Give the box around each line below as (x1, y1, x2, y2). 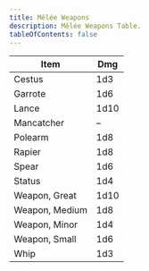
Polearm (13, 131, 49, 144)
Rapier (13, 146, 42, 158)
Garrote (13, 88, 46, 100)
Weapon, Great (13, 190, 78, 202)
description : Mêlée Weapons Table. (9, 21, 142, 30)
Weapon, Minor (13, 218, 79, 231)
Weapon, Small (13, 233, 77, 246)
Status (13, 175, 41, 188)
